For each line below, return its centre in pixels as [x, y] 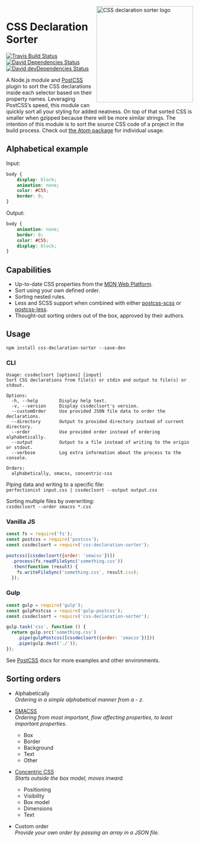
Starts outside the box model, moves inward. [69, 778]
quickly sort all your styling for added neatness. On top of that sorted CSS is [99, 111]
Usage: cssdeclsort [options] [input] [54, 375]
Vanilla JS [21, 522]
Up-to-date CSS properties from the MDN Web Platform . [84, 284]
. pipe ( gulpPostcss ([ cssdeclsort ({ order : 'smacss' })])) [86, 638]
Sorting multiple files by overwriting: [50, 501]
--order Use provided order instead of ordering [86, 432]
